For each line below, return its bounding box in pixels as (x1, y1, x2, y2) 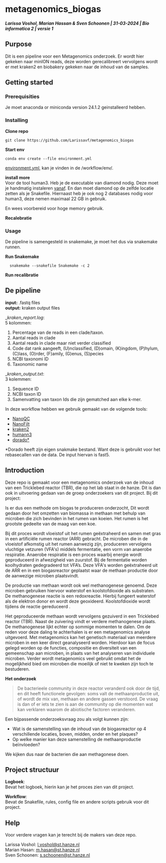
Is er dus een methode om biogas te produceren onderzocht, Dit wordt (5, 505, 150, 511)
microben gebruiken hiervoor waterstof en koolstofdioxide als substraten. (5, 587, 155, 593)
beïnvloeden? (12, 742, 41, 748)
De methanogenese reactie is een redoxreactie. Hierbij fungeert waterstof (5, 593, 156, 599)
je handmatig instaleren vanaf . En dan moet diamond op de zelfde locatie (5, 185, 154, 191)
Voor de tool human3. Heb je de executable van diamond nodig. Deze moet (5, 180, 159, 186)
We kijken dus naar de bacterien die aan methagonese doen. (5, 751, 129, 757)
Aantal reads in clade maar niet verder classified (12, 340, 111, 346)
